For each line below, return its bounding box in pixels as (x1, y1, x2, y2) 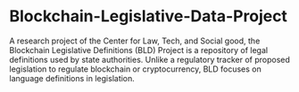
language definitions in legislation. (9, 73, 136, 83)
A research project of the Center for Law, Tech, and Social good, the (9, 35, 261, 46)
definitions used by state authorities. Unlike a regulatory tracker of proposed (9, 54, 290, 65)
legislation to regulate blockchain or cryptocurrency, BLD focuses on (9, 64, 262, 74)
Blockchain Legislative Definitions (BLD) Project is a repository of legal (9, 44, 269, 55)
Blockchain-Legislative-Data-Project (9, 6, 288, 27)
